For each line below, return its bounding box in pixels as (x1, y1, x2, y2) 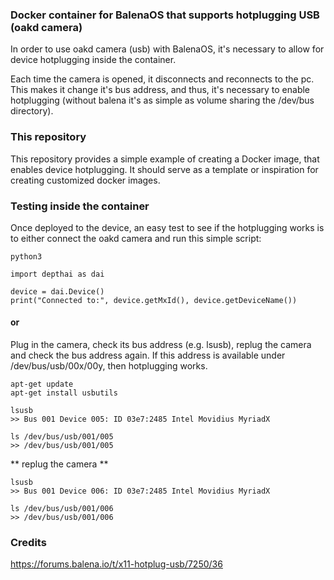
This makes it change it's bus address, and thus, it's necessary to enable (10, 84, 311, 96)
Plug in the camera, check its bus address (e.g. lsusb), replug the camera (10, 339, 312, 351)
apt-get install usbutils (10, 388, 118, 398)
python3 (10, 251, 43, 262)
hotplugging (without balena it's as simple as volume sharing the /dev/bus (10, 94, 315, 107)
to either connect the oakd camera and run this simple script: (10, 232, 262, 244)
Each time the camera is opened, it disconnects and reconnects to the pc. (10, 73, 315, 85)
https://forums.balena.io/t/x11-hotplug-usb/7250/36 (10, 558, 223, 570)
